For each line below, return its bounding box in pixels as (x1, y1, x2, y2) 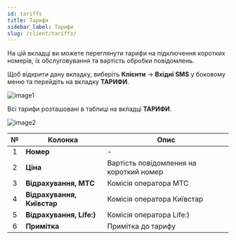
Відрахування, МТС (25, 178, 95, 188)
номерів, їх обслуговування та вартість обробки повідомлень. (7, 57, 195, 65)
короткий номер (107, 167, 164, 177)
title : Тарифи (7, 17, 49, 24)
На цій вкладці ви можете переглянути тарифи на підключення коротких (7, 49, 226, 58)
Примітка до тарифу (107, 222, 176, 232)
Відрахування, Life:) (25, 210, 96, 220)
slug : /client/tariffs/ (7, 29, 77, 37)
